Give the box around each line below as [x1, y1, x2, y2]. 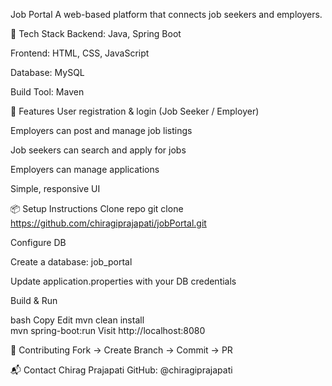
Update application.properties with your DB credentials [10, 275, 237, 287]
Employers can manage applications [10, 164, 160, 175]
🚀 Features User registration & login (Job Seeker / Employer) [10, 105, 260, 117]
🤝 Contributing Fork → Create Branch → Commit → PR [10, 344, 233, 356]
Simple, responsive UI [10, 183, 101, 194]
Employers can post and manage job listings [10, 125, 193, 136]
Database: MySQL [10, 67, 85, 78]
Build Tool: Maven [10, 86, 85, 98]
